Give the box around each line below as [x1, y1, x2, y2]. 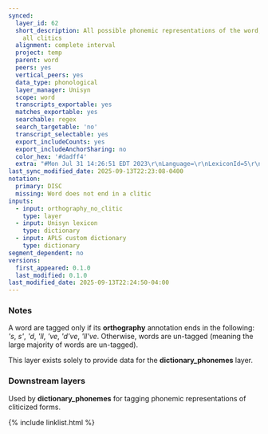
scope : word [15, 93, 56, 101]
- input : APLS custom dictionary [15, 235, 127, 243]
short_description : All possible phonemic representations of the [15, 26, 241, 34]
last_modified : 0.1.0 [15, 271, 88, 279]
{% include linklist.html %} [8, 417, 96, 427]
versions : [8, 256, 41, 264]
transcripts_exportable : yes [15, 101, 112, 108]
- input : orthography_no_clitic [15, 204, 124, 212]
